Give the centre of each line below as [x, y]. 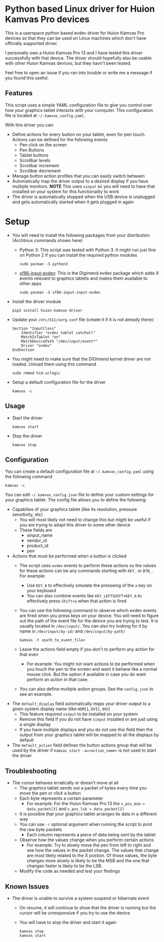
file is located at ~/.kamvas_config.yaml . [45, 115]
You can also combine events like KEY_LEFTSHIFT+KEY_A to [84, 596]
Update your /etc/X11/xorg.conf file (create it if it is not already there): [83, 319]
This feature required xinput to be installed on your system [79, 714]
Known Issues [27, 887]
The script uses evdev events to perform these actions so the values [88, 566]
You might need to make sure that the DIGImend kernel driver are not [81, 359]
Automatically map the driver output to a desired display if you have [80, 181]
